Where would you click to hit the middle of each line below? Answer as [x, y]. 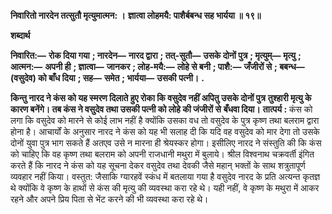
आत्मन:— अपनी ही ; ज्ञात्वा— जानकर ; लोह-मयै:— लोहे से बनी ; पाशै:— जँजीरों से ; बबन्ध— [157, 66]
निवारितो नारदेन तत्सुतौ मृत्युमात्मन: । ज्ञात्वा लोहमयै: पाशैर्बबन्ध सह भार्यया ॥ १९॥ [136, 15]
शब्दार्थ [20, 35]
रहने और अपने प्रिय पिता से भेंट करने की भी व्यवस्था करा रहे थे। [109, 199]
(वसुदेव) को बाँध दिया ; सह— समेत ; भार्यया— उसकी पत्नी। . [107, 78]
